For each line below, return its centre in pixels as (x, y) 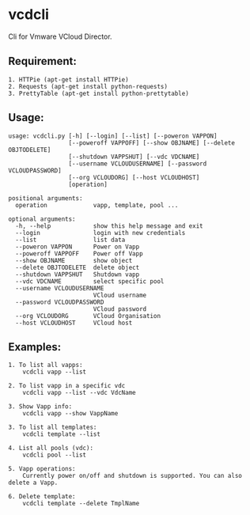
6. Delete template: (42, 497)
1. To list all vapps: (45, 365)
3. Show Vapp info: (40, 407)
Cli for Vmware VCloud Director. (60, 36)
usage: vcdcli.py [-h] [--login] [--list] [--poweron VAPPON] (113, 136)
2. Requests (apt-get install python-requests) (88, 86)
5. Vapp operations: (42, 469)
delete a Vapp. (33, 483)
